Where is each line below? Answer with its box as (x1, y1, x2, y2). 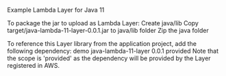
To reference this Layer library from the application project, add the (7, 40, 197, 47)
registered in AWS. (7, 62, 60, 69)
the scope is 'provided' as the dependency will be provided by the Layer (7, 54, 211, 62)
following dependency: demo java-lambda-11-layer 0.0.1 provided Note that (7, 47, 219, 55)
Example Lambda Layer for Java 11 (7, 6, 105, 14)
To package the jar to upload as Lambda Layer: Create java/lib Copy (7, 19, 199, 27)
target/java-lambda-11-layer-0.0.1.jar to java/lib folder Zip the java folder (7, 27, 209, 34)
